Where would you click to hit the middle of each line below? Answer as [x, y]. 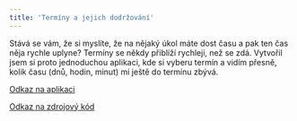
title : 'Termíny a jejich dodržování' [82, 17]
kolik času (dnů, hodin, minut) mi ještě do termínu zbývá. [114, 72]
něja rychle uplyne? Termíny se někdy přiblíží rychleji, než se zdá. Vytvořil [146, 52]
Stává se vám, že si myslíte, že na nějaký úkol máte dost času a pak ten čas [149, 43]
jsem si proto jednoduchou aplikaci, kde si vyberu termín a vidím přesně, [143, 62]
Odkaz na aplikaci [42, 89]
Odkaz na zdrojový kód [52, 106]
